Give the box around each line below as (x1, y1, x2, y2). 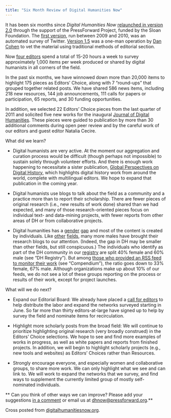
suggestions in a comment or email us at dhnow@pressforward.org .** (5, 397, 153, 403)
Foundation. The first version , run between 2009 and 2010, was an (5, 32, 146, 38)
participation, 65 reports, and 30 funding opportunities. (5, 96, 122, 102)
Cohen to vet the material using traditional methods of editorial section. (5, 43, 155, 49)
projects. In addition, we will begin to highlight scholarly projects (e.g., (12, 344, 161, 350)
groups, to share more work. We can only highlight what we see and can (12, 365, 166, 371)
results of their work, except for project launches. (12, 276, 117, 283)
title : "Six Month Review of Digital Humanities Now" (5, 7, 123, 13)
